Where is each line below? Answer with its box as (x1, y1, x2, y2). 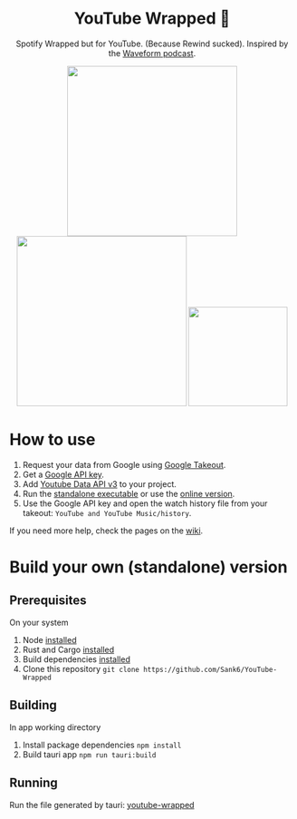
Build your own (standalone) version (9, 557, 288, 578)
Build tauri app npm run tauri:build (22, 748, 157, 760)
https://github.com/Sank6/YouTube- (143, 665, 278, 674)
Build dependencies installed (22, 653, 131, 665)
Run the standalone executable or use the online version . (22, 488, 235, 499)
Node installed (22, 634, 77, 645)
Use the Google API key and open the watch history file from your (22, 498, 268, 509)
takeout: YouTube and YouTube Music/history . (22, 507, 192, 518)
